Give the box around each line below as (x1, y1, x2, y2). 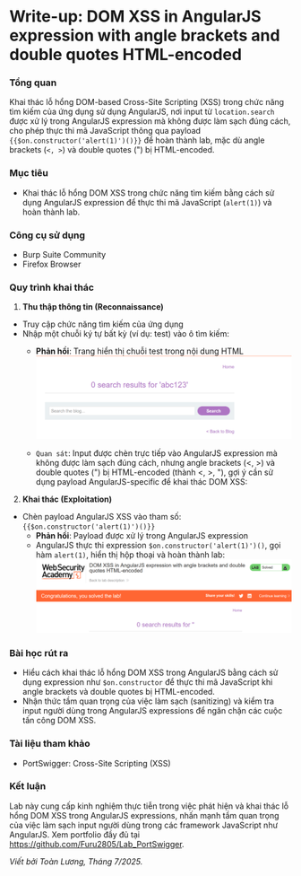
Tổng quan (9, 76, 57, 89)
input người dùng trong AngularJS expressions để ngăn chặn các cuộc (21, 705, 283, 716)
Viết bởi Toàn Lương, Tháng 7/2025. (9, 855, 143, 867)
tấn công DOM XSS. (21, 715, 97, 726)
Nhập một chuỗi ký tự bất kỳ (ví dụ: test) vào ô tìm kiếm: (21, 328, 230, 339)
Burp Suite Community (21, 250, 107, 260)
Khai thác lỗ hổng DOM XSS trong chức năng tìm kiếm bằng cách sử (21, 187, 275, 198)
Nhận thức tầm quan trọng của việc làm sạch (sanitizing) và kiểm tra (21, 696, 275, 706)
